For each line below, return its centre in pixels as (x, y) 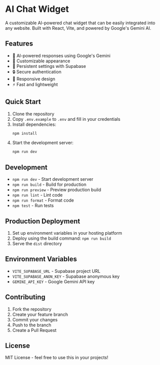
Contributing (25, 297)
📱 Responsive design (34, 79)
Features (19, 44)
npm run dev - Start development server (53, 179)
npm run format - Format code (43, 200)
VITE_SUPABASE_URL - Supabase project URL (56, 271)
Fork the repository (32, 309)
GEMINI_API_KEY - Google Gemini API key (53, 281)
